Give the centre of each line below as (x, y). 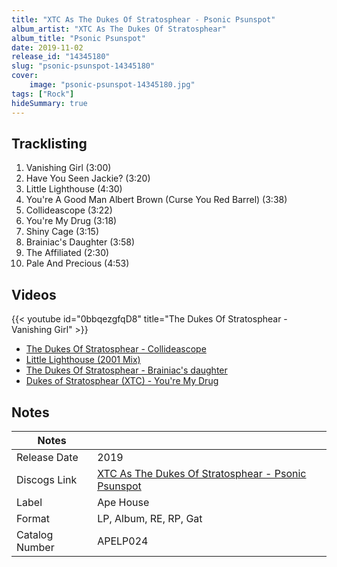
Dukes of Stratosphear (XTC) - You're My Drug (122, 381)
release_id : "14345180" (61, 57)
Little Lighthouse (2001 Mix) (83, 360)
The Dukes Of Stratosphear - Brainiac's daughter (126, 370)
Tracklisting (49, 143)
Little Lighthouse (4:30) (74, 189)
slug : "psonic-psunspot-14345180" (83, 66)
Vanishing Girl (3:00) (68, 168)
